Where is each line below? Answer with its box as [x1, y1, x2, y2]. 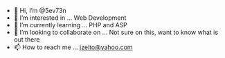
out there [13, 35, 40, 44]
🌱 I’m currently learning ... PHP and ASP [13, 21, 128, 29]
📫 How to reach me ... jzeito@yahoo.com [13, 43, 133, 51]
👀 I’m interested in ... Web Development [13, 14, 127, 22]
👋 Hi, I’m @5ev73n [13, 7, 67, 14]
